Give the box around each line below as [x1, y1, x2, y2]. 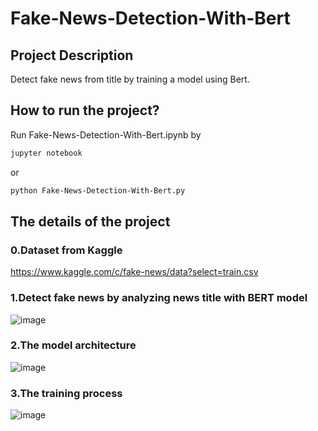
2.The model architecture [10, 338, 137, 352]
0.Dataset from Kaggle [10, 243, 123, 257]
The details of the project [10, 213, 171, 230]
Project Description [10, 47, 134, 64]
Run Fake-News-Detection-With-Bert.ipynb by [10, 128, 202, 141]
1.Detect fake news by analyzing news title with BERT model [10, 291, 308, 305]
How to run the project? [10, 102, 160, 119]
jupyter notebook [10, 148, 83, 158]
